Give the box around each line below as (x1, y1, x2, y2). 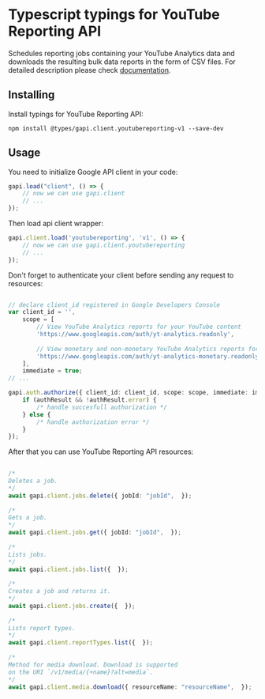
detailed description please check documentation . (8, 65, 171, 74)
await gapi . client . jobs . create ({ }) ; (8, 602, 136, 610)
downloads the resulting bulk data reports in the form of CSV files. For (8, 57, 237, 66)
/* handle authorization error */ (36, 418, 150, 426)
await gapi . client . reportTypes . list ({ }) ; (8, 639, 154, 647)
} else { (22, 410, 51, 418)
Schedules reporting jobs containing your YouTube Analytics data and (8, 48, 235, 58)
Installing (8, 89, 55, 102)
